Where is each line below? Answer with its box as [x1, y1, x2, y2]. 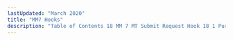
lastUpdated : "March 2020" [7, 9, 85, 17]
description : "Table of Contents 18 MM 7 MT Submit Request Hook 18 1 [7, 22, 216, 29]
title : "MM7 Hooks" [7, 16, 64, 23]
